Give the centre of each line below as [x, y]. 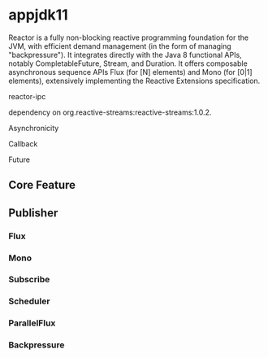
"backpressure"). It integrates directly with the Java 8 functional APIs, [125, 55]
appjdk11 [39, 15]
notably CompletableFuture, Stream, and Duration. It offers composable [128, 63]
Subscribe [29, 280]
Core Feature [42, 185]
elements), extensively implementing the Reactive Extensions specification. [134, 81]
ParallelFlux [32, 323]
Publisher [33, 213]
